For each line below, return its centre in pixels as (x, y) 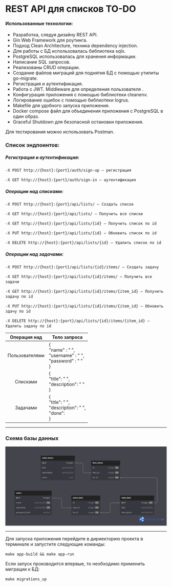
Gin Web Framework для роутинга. (50, 40)
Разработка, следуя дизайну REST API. (55, 35)
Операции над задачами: (35, 254)
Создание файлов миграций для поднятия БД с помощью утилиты (86, 73)
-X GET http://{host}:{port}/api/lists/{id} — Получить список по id (81, 224)
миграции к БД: (23, 569)
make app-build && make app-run (40, 554)
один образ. (26, 116)
